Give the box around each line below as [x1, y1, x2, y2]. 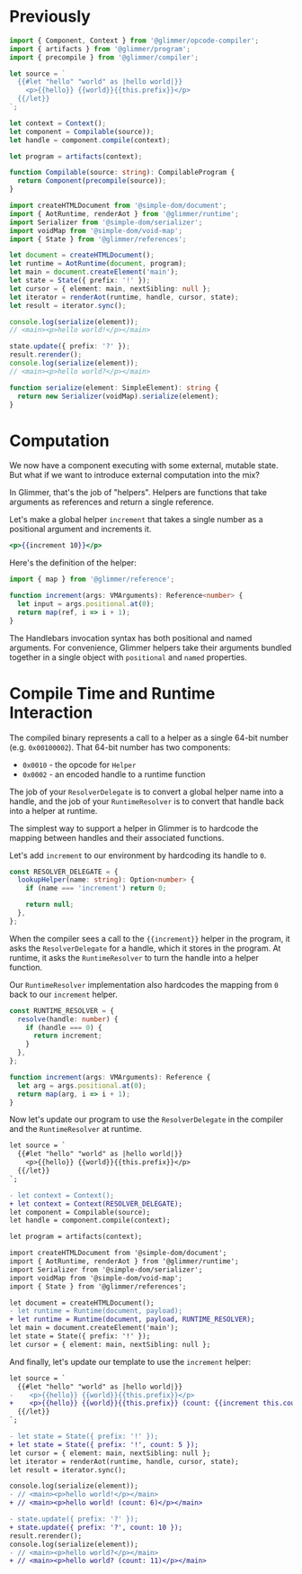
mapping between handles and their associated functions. [9, 832, 225, 843]
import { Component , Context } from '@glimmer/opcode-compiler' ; [9, 36, 259, 45]
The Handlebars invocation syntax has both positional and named [9, 632, 253, 643]
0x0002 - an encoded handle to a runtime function [22, 768, 206, 780]
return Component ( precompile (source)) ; [17, 176, 167, 185]
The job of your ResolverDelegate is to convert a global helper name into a [9, 786, 284, 797]
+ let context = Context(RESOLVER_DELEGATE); [9, 1199, 182, 1208]
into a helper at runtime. [9, 805, 98, 816]
